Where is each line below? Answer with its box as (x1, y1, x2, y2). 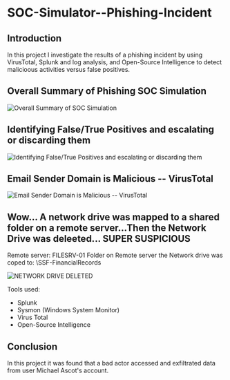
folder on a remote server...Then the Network (7, 222, 207, 234)
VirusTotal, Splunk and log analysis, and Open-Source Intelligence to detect (7, 58, 222, 66)
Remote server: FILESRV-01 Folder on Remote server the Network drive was (7, 251, 223, 260)
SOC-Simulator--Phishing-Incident (7, 5, 212, 21)
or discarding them (7, 135, 91, 146)
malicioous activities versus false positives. (7, 66, 130, 73)
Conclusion (7, 341, 58, 352)
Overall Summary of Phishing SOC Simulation (7, 85, 207, 97)
